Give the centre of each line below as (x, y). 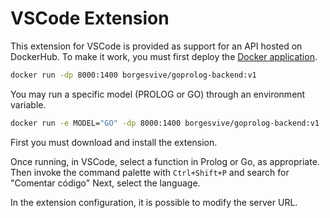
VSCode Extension (90, 18)
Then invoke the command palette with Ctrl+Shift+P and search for (150, 172)
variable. (28, 104)
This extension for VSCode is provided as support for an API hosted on (156, 46)
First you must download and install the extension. (114, 142)
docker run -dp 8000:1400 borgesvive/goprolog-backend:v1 (133, 75)
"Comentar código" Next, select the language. (105, 183)
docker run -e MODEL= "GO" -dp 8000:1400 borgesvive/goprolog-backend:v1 (165, 123)
